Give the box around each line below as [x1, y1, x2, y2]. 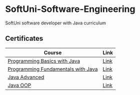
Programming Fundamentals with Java [7, 66, 98, 73]
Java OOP [7, 82, 31, 89]
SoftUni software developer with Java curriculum [5, 20, 106, 26]
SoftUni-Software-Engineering [5, 3, 135, 15]
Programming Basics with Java [7, 57, 80, 64]
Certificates [5, 34, 43, 43]
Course [43, 49, 62, 56]
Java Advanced [7, 74, 44, 81]
